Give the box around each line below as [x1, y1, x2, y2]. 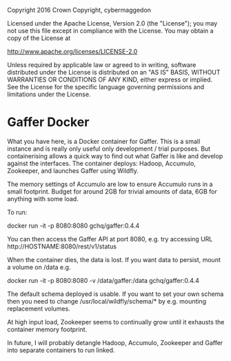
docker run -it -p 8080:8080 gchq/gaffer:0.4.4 [7, 221, 140, 230]
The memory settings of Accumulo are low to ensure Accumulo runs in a [7, 180, 213, 188]
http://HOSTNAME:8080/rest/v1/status [7, 242, 117, 250]
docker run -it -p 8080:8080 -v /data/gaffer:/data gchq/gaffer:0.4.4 [7, 276, 200, 284]
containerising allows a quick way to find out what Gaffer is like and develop [7, 151, 223, 160]
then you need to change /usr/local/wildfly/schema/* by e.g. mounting [7, 297, 207, 305]
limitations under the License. [7, 90, 91, 98]
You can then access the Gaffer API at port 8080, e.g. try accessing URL [7, 234, 213, 243]
